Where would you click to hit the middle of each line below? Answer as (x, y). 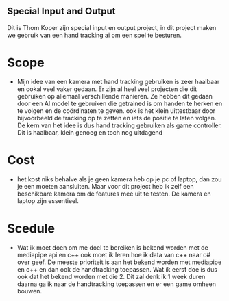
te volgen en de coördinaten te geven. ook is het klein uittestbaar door (116, 110)
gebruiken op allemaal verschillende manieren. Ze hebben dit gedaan (114, 96)
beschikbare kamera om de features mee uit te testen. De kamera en (114, 194)
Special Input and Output (61, 11)
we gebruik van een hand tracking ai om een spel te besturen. (94, 35)
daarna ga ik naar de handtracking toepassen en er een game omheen (117, 284)
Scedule (31, 228)
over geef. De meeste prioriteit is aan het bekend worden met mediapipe (119, 262)
